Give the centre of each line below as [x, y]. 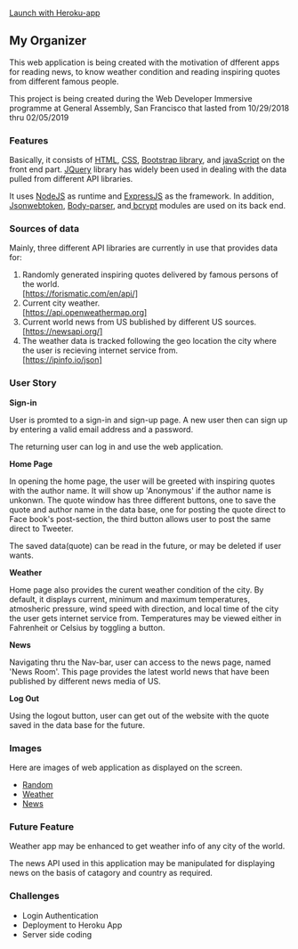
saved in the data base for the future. [77, 724]
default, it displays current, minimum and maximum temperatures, [130, 599]
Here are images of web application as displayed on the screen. [126, 767]
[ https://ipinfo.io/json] [62, 360]
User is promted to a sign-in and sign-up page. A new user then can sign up [149, 420]
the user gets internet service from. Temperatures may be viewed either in [145, 618]
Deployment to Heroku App [72, 925]
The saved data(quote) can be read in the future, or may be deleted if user [145, 545]
